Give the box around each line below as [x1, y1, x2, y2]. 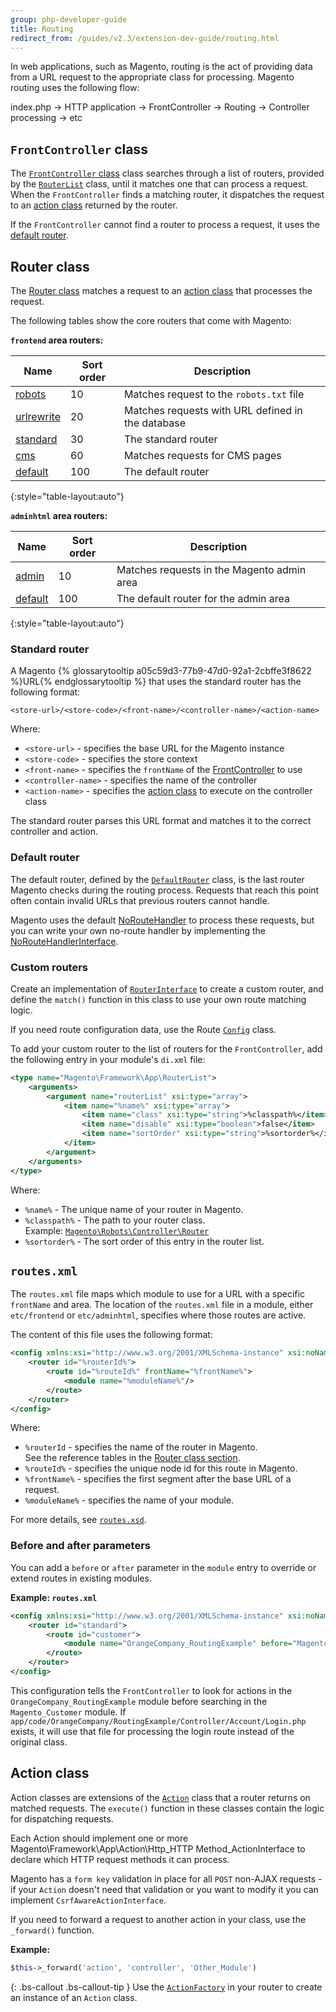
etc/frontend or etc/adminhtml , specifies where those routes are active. [10, 1309, 307, 1321]
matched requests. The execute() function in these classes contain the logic [10, 1802, 325, 1814]
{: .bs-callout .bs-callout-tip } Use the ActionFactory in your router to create [10, 1981, 323, 1993]
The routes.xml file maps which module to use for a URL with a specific [10, 1288, 305, 1300]
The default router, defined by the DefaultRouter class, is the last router [10, 873, 305, 885]
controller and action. [10, 826, 98, 838]
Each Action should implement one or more [10, 1832, 189, 1844]
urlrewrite [15, 410, 61, 423]
